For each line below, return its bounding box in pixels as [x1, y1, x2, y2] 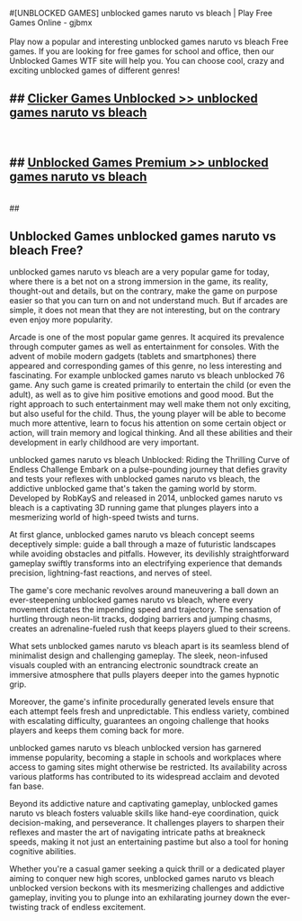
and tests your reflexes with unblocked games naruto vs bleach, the [9, 474, 261, 484]
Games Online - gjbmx [9, 17, 93, 28]
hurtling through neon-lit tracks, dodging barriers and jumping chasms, [9, 614, 272, 625]
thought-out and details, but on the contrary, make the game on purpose [9, 285, 279, 296]
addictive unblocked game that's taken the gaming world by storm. [9, 483, 257, 494]
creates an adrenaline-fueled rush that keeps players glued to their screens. [9, 623, 291, 634]
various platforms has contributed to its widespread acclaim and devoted [9, 772, 280, 782]
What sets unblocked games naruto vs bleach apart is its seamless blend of [9, 641, 289, 652]
